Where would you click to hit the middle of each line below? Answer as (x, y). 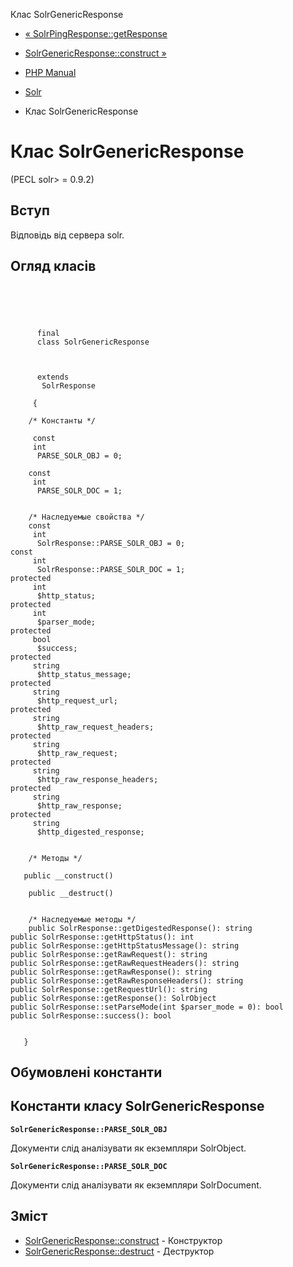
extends (53, 377)
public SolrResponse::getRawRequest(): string (109, 954)
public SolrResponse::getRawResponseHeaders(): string (127, 980)
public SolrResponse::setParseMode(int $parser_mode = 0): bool (147, 1007)
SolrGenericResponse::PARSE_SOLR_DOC (89, 1166)
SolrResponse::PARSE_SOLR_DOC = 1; (111, 569)
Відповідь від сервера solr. (67, 235)
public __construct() (68, 875)
